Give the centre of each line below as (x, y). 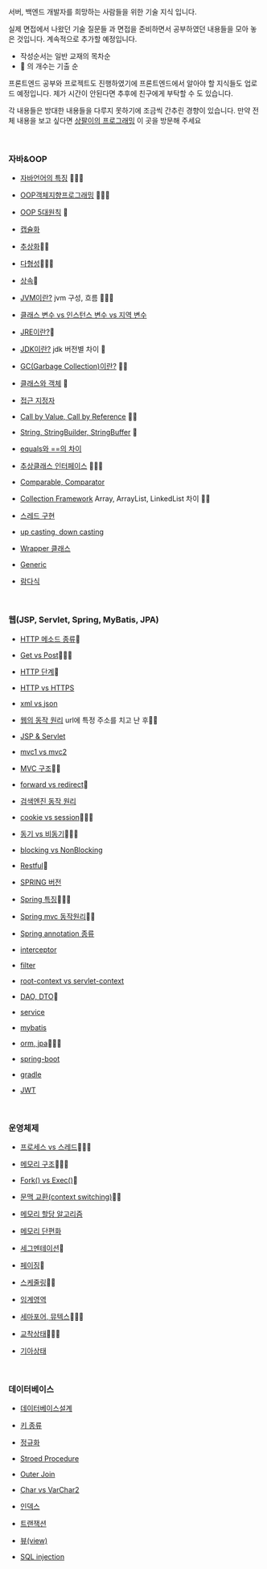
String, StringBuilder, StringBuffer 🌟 (79, 433)
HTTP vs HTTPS (47, 688)
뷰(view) (34, 1541)
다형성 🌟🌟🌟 (37, 263)
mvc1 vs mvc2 (43, 751)
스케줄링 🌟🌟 (38, 1282)
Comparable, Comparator (62, 482)
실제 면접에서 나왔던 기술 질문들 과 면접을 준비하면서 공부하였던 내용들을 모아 (129, 29)
